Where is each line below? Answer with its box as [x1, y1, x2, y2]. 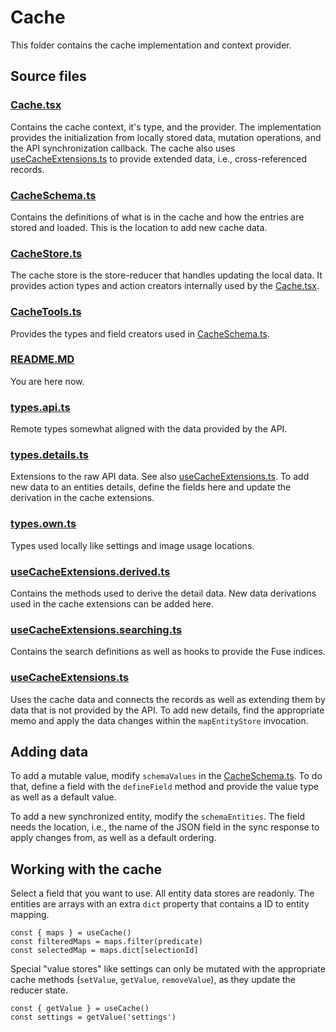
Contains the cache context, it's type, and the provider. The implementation [10, 121, 322, 133]
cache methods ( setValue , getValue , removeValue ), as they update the [10, 974, 297, 986]
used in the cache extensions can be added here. [10, 598, 214, 610]
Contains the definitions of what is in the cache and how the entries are [10, 211, 305, 223]
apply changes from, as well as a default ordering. [10, 832, 217, 844]
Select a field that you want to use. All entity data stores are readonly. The [10, 887, 315, 900]
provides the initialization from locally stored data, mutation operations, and [10, 131, 322, 143]
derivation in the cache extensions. [10, 492, 155, 504]
